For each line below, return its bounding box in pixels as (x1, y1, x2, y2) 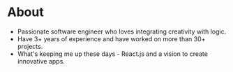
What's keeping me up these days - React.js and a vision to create (17, 50, 208, 58)
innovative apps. (17, 57, 65, 65)
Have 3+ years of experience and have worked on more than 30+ (17, 34, 206, 43)
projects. (17, 42, 43, 50)
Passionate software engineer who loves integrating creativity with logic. (17, 27, 227, 36)
